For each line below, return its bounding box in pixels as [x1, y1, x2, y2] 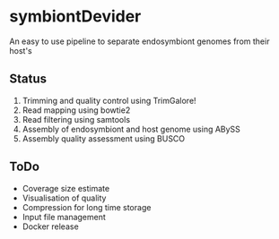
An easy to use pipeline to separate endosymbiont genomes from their [9, 36, 270, 47]
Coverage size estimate [22, 183, 110, 193]
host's [9, 45, 33, 55]
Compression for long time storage [22, 201, 152, 212]
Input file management [22, 211, 106, 222]
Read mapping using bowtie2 [22, 105, 131, 115]
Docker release [22, 221, 79, 232]
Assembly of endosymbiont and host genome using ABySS [22, 124, 240, 134]
